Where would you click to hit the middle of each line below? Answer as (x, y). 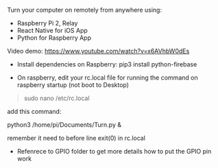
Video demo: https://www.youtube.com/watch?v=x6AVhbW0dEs (98, 51)
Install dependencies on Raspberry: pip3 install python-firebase (107, 64)
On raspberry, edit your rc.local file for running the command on (107, 77)
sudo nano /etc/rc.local (57, 98)
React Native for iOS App (52, 31)
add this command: (34, 111)
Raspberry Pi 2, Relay (47, 23)
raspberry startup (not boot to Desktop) (73, 85)
